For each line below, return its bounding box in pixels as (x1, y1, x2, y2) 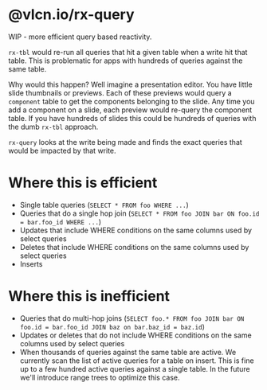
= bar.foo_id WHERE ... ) (19, 216, 102, 226)
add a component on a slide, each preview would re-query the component (8, 105, 253, 115)
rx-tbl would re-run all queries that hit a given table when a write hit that (8, 47, 248, 57)
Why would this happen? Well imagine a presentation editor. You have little (8, 80, 253, 89)
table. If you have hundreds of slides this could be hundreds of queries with (8, 113, 257, 123)
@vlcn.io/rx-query (8, 6, 135, 24)
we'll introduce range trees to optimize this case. (19, 372, 181, 382)
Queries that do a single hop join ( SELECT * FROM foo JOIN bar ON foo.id (19, 209, 260, 218)
